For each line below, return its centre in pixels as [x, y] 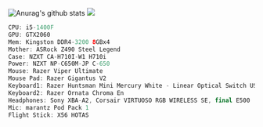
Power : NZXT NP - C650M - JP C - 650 [59, 64]
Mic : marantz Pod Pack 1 [49, 107]
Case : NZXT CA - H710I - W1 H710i [58, 56]
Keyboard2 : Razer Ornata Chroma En [66, 93]
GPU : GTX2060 [29, 34]
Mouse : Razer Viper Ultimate [56, 71]
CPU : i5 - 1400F [31, 27]
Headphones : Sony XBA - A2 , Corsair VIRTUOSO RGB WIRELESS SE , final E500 [129, 100]
